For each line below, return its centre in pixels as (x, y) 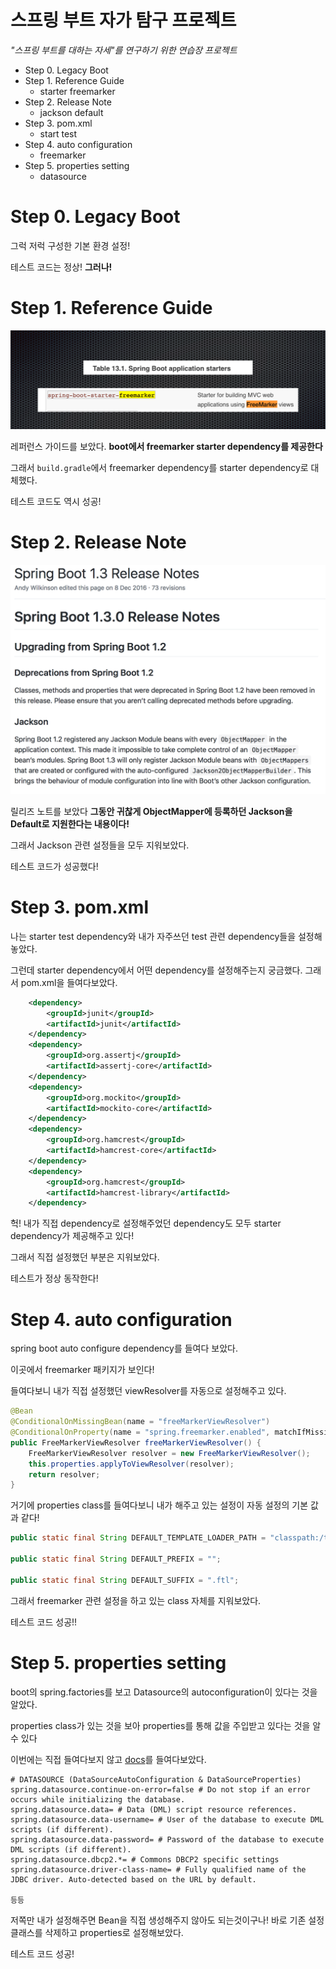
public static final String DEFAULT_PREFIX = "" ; (116, 1559)
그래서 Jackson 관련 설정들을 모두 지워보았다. (100, 845)
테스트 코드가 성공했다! (54, 866)
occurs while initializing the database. (98, 1799)
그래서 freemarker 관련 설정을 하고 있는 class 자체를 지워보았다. (136, 1600)
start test (58, 133)
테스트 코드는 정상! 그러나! (61, 267)
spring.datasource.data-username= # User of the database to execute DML (167, 1819)
